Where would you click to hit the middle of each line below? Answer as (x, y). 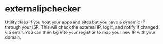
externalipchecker (43, 9)
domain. (13, 37)
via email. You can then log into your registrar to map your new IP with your (80, 32)
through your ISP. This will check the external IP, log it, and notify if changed (81, 27)
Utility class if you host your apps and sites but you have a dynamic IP (75, 22)
